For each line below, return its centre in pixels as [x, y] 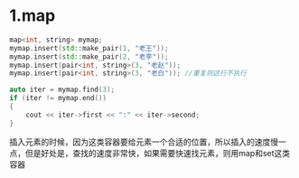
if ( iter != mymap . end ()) [58, 98]
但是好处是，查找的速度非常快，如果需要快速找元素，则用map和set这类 [158, 153]
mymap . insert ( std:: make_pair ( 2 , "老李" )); [89, 56]
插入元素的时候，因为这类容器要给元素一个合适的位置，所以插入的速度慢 [144, 142]
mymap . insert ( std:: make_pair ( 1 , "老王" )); [89, 48]
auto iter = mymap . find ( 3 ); [62, 90]
